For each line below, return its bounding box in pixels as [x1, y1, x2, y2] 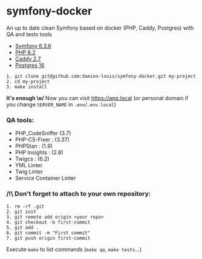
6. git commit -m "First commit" [6, 229, 91, 236]
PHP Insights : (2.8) [15, 149, 64, 156]
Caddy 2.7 [15, 55, 41, 62]
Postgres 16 [15, 62, 45, 69]
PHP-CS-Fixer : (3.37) [15, 136, 70, 143]
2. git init [6, 208, 36, 215]
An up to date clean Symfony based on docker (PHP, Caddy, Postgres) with [6, 24, 194, 31]
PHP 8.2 [15, 48, 36, 56]
